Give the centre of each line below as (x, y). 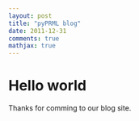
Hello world (48, 86)
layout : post (30, 16)
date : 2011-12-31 (38, 31)
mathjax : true (32, 46)
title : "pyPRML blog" (45, 23)
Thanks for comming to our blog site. (70, 108)
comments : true (34, 38)
